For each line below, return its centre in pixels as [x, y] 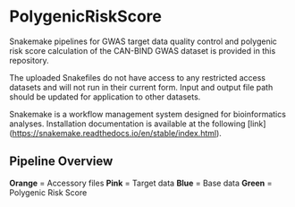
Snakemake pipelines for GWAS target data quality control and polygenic [143, 41]
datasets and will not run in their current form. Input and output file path [141, 87]
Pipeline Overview [61, 162]
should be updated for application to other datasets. [105, 97]
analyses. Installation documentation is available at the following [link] [138, 124]
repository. [29, 60]
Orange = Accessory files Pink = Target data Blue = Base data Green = [141, 183]
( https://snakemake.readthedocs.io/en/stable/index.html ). [115, 133]
